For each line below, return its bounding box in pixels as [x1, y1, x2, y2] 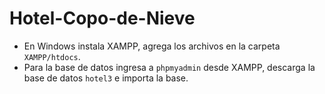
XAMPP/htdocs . [23, 50, 81, 62]
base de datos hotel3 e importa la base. [23, 72, 189, 84]
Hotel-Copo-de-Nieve [9, 7, 196, 30]
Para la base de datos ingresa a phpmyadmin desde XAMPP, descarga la [23, 61, 316, 73]
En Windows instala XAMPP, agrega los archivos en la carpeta [23, 40, 281, 52]
